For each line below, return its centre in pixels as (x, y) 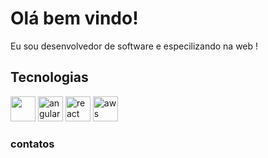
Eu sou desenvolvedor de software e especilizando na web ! (134, 46)
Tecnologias (49, 77)
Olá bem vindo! (74, 18)
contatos (32, 144)
